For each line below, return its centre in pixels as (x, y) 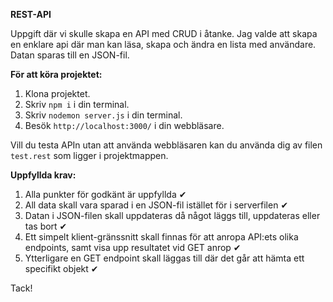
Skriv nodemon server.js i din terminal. (103, 115)
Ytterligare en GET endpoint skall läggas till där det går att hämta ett (164, 258)
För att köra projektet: (56, 74)
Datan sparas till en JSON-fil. (70, 55)
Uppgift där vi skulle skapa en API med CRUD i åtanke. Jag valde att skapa (164, 33)
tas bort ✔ (46, 226)
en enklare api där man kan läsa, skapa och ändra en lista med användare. (163, 44)
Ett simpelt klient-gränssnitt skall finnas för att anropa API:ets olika (161, 237)
